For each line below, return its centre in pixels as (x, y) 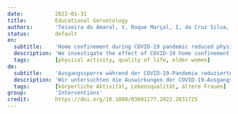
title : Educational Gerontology (68, 21)
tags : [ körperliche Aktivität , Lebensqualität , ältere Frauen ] (120, 86)
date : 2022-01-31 (47, 14)
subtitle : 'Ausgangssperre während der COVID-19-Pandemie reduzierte (123, 73)
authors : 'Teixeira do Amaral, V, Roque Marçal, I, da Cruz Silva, (119, 27)
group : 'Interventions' (55, 93)
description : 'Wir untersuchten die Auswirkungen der (95, 80)
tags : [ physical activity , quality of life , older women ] (112, 60)
